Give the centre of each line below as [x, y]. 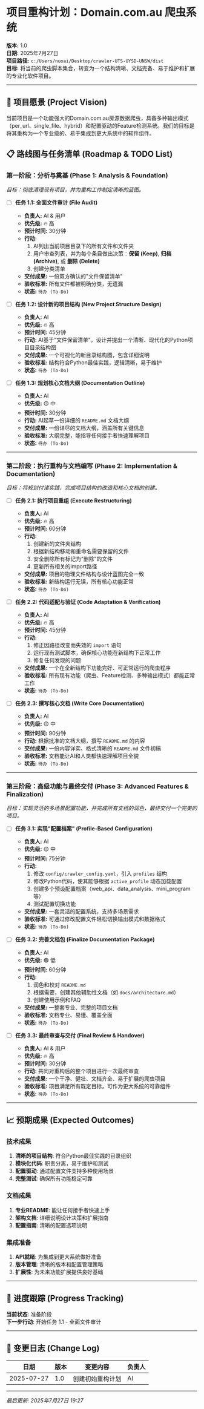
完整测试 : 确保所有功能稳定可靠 [54, 1178]
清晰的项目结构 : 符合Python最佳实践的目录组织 [73, 1156]
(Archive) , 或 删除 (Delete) [66, 261]
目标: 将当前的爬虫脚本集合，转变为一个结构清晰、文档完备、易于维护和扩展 [101, 68]
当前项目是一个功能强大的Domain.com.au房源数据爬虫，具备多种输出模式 [97, 118]
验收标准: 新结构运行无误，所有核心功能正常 [79, 581]
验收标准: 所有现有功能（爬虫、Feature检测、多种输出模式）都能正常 [110, 675]
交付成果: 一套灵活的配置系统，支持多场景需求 [81, 911]
